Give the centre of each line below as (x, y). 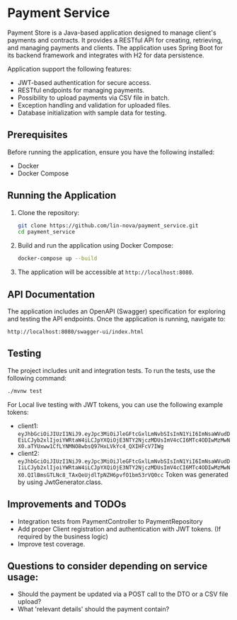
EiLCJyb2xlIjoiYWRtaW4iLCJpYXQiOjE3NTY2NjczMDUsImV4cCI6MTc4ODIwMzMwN (124, 440)
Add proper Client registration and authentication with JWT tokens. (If (119, 529)
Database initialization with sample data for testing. (92, 113)
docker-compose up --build (57, 259)
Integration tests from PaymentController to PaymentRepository (110, 521)
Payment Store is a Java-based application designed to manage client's (112, 33)
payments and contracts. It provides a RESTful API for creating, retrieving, (115, 40)
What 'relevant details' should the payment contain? (93, 609)
